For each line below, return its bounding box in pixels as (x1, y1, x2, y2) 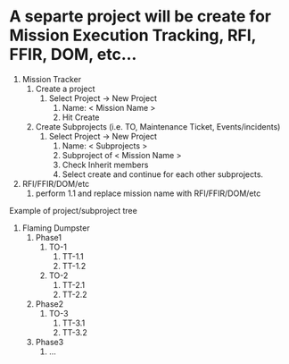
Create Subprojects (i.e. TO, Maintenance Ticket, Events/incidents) (35, 121, 281, 131)
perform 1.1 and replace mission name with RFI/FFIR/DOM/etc (35, 188, 261, 199)
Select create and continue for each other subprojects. (62, 168, 264, 180)
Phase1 (35, 232, 62, 242)
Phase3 (35, 336, 64, 347)
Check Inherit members (62, 159, 149, 170)
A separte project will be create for (9, 6, 272, 27)
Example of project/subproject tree (9, 205, 138, 216)
